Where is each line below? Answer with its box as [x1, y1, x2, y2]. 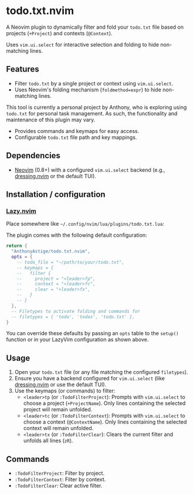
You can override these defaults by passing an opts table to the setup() [6, 330, 179, 337]
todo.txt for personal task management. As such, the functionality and [6, 110, 178, 117]
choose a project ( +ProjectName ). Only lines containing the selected [23, 400, 186, 407]
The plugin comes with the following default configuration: [6, 231, 148, 239]
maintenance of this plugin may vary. [6, 116, 96, 123]
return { [6, 243, 28, 249]
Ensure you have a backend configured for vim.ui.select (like [14, 375, 165, 382]
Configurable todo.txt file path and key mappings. [14, 134, 137, 141]
